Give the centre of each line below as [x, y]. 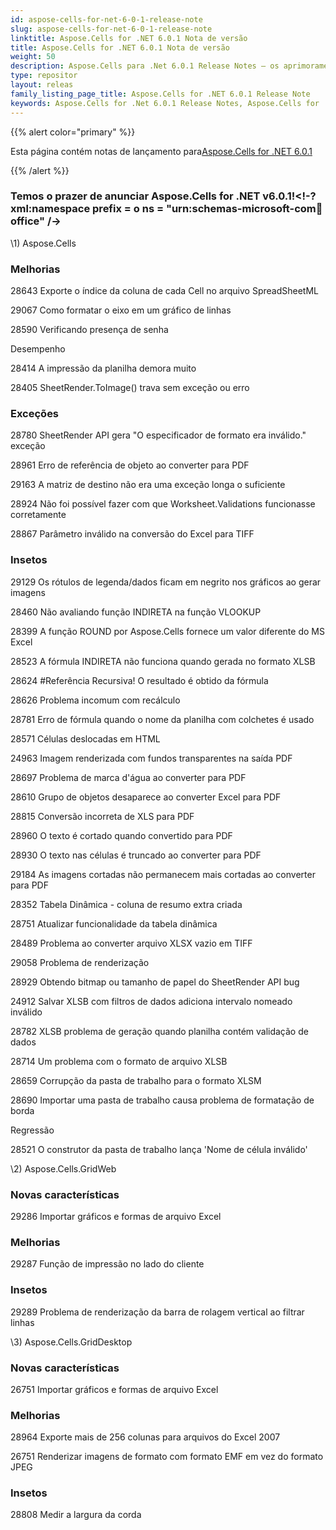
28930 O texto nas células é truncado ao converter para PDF [136, 855]
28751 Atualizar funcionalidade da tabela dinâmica [114, 923]
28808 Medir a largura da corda [76, 1515]
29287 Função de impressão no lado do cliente [107, 1264]
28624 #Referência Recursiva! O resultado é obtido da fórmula [139, 680]
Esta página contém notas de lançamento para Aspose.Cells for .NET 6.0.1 [161, 151]
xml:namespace [50, 209]
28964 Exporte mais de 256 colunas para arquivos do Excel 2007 [145, 1437]
